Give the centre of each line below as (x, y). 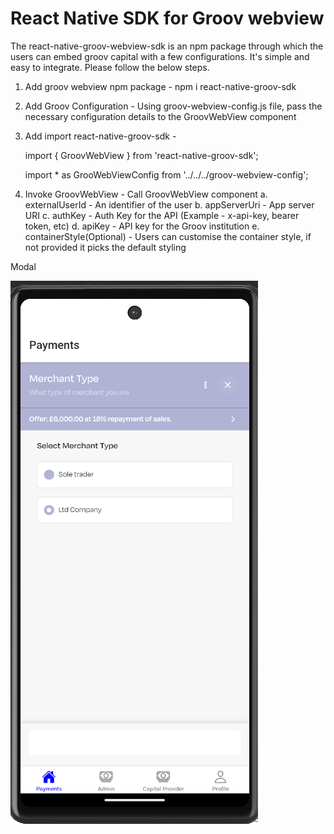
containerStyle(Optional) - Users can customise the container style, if (168, 236)
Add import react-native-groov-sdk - (100, 136)
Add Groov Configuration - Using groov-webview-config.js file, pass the (173, 106)
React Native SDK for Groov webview (167, 18)
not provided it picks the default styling (105, 247)
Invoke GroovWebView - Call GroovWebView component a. (146, 194)
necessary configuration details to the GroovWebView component (160, 116)
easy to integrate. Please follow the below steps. (110, 67)
